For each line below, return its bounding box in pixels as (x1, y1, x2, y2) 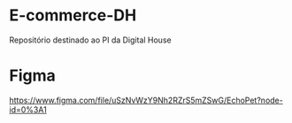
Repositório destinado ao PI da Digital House (9, 35, 172, 45)
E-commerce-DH (9, 5, 137, 26)
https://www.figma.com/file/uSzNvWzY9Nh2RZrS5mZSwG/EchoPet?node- (9, 95, 283, 105)
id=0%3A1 (9, 104, 47, 115)
